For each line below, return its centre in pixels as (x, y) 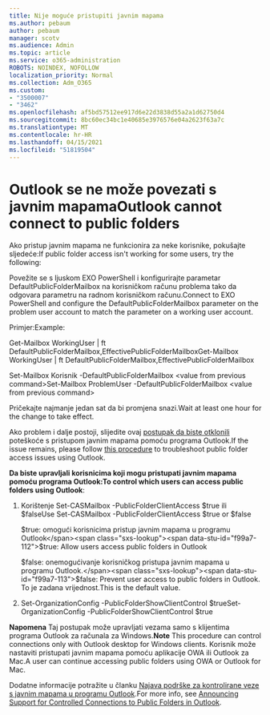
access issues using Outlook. (57, 458)
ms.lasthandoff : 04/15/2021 (56, 142)
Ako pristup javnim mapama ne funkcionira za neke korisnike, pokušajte (127, 246)
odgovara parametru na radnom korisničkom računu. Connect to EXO (122, 295)
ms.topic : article (40, 53)
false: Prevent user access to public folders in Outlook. (170, 579)
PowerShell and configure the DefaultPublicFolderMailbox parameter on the (134, 303)
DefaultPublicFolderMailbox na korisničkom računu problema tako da (123, 287)
